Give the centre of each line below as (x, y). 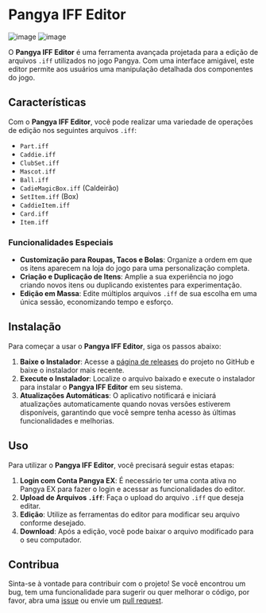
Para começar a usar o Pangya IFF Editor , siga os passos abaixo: (115, 346)
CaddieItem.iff (45, 205)
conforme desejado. (53, 522)
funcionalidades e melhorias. (67, 420)
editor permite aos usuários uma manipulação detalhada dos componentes (131, 68)
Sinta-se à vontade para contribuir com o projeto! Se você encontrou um (127, 584)
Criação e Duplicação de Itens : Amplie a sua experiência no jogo (127, 277)
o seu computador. (50, 540)
